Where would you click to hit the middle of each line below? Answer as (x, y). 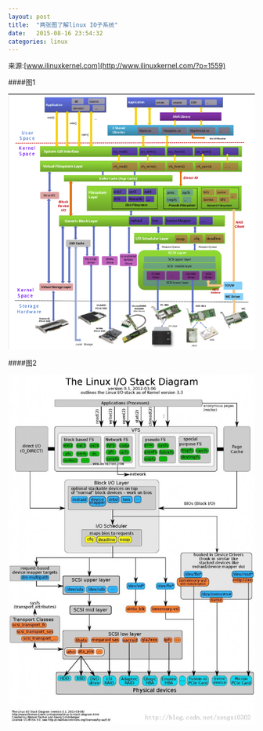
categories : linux (38, 42)
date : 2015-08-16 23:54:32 (56, 33)
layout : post (29, 16)
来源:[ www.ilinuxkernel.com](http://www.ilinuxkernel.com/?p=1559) (117, 66)
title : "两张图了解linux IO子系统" (63, 25)
